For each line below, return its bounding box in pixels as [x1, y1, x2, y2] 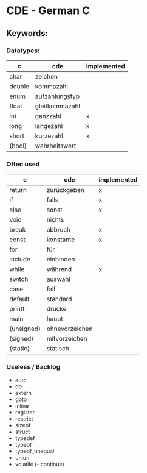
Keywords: [6, 28, 49, 38]
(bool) [9, 141, 27, 150]
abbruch [46, 226, 71, 234]
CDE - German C [6, 4, 91, 18]
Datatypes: [6, 46, 40, 55]
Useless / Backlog [6, 363, 61, 371]
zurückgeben [46, 186, 85, 194]
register [15, 409, 35, 416]
